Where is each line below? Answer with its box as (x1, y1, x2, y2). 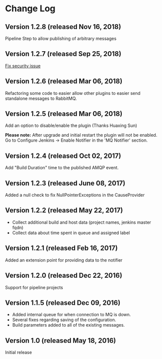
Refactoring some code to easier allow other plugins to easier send (5, 90, 141, 96)
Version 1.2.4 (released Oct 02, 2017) (5, 151, 121, 160)
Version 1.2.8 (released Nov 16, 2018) (5, 23, 121, 31)
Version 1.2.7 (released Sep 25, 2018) (5, 50, 122, 58)
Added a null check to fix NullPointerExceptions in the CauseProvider (5, 192, 145, 198)
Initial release (5, 350, 32, 356)
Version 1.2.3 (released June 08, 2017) (5, 179, 126, 187)
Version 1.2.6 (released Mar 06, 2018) (5, 77, 123, 86)
